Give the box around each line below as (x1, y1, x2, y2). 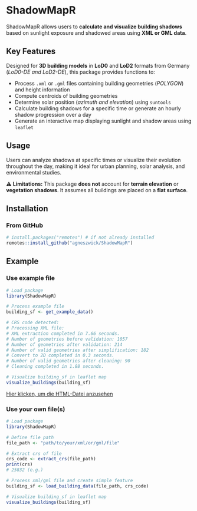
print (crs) (6, 461, 33, 467)
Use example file (6, 274, 55, 282)
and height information (14, 86, 70, 93)
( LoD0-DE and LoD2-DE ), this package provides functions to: (6, 68, 155, 75)
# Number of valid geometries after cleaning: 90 (6, 358, 131, 364)
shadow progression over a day (14, 111, 91, 118)
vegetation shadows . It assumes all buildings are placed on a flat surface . (6, 186, 188, 193)
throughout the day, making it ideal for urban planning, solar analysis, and (6, 163, 185, 170)
